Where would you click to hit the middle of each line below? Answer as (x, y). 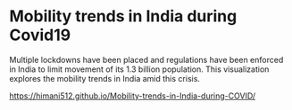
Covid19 (40, 35)
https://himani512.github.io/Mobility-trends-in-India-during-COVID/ (133, 96)
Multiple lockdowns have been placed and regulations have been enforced (146, 59)
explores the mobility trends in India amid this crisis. (105, 78)
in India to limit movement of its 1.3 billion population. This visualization (139, 69)
